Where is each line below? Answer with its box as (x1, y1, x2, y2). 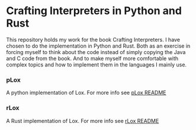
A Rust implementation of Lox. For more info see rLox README (6, 117, 159, 124)
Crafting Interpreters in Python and (6, 4, 182, 18)
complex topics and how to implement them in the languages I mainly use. (6, 61, 187, 68)
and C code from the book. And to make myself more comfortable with (6, 55, 179, 62)
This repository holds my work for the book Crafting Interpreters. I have (6, 36, 181, 43)
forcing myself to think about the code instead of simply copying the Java (6, 48, 186, 55)
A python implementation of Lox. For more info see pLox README (6, 89, 167, 96)
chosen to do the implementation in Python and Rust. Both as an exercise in (6, 42, 191, 49)
